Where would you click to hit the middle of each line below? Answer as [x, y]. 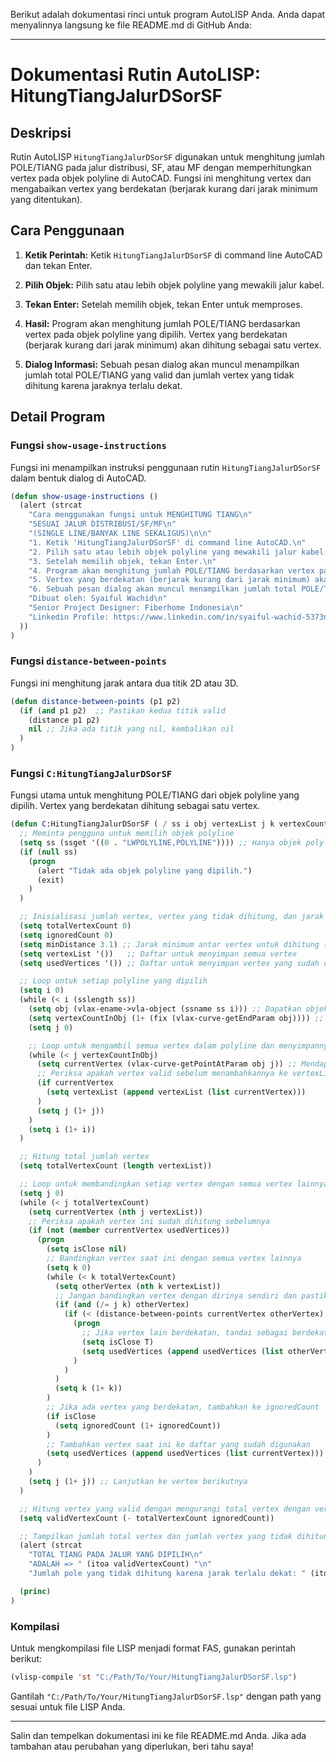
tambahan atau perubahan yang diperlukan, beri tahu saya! [132, 1746]
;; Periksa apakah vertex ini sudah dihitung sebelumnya [149, 1221]
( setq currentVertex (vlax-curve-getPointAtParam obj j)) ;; [167, 1064]
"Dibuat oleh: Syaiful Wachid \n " [98, 599]
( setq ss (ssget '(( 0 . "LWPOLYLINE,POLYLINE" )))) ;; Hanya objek [160, 843]
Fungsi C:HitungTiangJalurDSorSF [91, 773]
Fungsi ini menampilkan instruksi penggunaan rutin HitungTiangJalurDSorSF [166, 467]
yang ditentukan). [46, 199]
